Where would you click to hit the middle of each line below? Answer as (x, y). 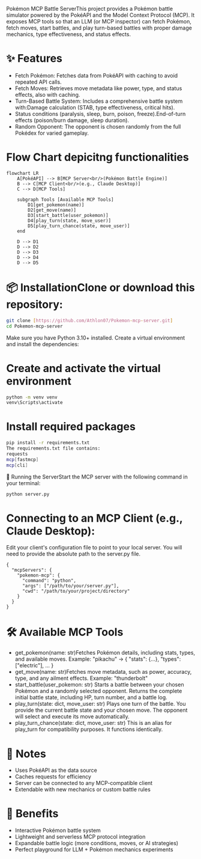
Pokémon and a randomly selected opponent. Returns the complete (98, 691)
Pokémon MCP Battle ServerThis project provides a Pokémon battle (89, 9)
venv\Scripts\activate (34, 403)
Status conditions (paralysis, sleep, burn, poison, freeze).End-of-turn (100, 114)
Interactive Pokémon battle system (58, 830)
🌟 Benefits (32, 814)
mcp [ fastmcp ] (22, 459)
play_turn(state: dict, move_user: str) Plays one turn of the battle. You (100, 704)
